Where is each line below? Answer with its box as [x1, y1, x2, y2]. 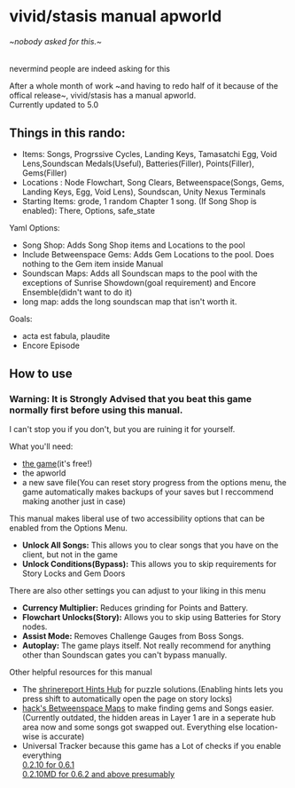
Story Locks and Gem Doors [21, 568, 126, 579]
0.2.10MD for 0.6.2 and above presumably [21, 768, 175, 779]
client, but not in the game [21, 548, 118, 560]
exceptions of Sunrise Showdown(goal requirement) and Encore [21, 278, 257, 288]
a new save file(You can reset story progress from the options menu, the [21, 477, 287, 487]
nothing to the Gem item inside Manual [21, 259, 164, 270]
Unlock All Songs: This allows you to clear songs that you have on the [21, 540, 279, 550]
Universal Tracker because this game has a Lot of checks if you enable [21, 740, 282, 751]
